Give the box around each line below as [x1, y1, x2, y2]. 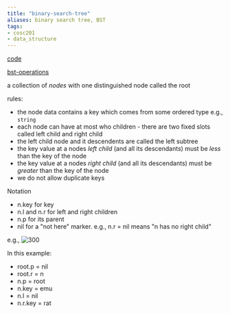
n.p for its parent [16, 215, 65, 224]
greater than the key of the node [16, 167, 109, 175]
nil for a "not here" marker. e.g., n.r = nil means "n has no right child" [16, 222, 211, 231]
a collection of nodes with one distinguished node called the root [7, 81, 191, 90]
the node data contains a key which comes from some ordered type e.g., [16, 108, 223, 116]
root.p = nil [16, 262, 48, 271]
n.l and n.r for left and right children [16, 208, 118, 216]
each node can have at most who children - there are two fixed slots [16, 123, 211, 131]
